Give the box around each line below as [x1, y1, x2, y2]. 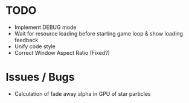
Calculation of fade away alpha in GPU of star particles [14, 90, 152, 97]
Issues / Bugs [5, 70, 75, 84]
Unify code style [14, 43, 56, 50]
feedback [14, 36, 39, 43]
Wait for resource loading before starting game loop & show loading [14, 30, 184, 37]
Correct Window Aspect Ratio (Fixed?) [14, 49, 110, 56]
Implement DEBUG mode [14, 23, 77, 31]
